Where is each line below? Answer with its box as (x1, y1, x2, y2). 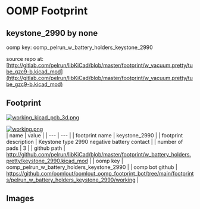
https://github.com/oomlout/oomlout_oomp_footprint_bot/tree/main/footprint (6, 170, 194, 177)
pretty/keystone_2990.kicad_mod (6, 157, 88, 164)
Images (6, 193, 35, 204)
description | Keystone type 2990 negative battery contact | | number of (6, 138, 183, 145)
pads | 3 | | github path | (6, 145, 65, 152)
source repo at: (6, 56, 43, 62)
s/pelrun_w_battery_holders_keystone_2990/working (6, 176, 136, 183)
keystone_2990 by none (6, 28, 98, 38)
